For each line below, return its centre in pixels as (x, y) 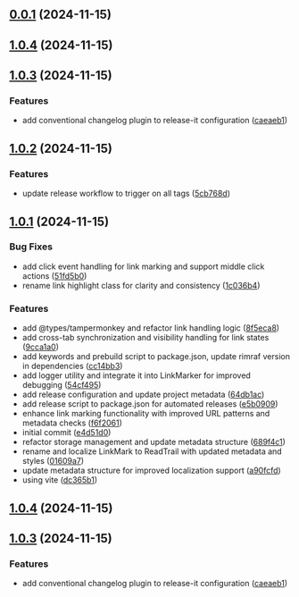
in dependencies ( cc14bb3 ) (72, 366)
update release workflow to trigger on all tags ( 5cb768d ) (126, 193)
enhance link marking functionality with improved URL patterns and (146, 414)
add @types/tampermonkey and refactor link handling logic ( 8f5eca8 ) (150, 328)
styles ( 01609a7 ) (53, 461)
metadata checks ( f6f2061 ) (72, 423)
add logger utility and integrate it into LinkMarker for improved (137, 375)
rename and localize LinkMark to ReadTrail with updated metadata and (152, 451)
